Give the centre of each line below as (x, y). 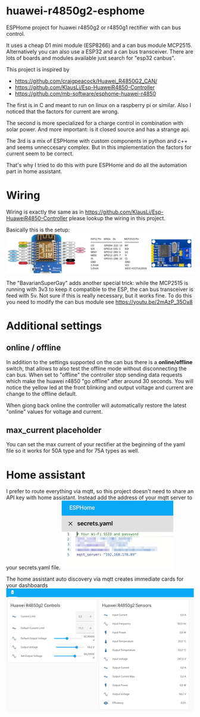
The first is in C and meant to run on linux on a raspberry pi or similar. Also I (99, 105)
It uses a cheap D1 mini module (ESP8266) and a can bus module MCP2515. (99, 45)
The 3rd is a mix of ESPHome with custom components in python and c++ (97, 140)
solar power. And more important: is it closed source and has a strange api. (98, 129)
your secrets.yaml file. (33, 568)
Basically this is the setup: (38, 230)
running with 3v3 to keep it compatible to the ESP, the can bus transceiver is (100, 289)
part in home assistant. (34, 171)
